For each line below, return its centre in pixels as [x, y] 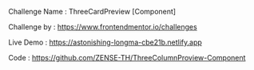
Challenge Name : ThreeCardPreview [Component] [92, 12]
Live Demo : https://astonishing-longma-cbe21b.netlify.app [105, 42]
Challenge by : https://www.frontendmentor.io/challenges [103, 27]
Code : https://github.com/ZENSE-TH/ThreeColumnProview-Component [127, 58]
